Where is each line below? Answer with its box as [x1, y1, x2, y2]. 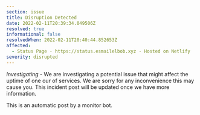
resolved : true [6, 25, 45, 32]
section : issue [6, 8, 45, 15]
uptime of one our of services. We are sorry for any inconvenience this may [6, 77, 195, 84]
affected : [6, 43, 31, 49]
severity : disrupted [6, 54, 59, 60]
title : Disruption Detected [6, 15, 77, 21]
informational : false [6, 31, 61, 38]
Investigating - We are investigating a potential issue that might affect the [6, 70, 189, 77]
